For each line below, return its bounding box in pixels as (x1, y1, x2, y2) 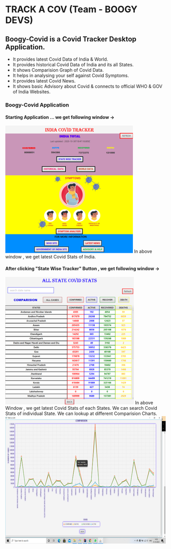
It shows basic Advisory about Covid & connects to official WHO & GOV (12, 83, 163, 89)
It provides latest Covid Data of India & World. (12, 56, 108, 62)
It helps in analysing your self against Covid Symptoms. (12, 72, 129, 79)
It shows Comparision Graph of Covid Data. (12, 67, 104, 73)
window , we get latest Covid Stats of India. (5, 254, 96, 260)
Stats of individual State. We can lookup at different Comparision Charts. (5, 410, 158, 416)
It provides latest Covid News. (12, 78, 76, 84)
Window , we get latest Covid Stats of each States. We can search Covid (5, 405, 157, 411)
